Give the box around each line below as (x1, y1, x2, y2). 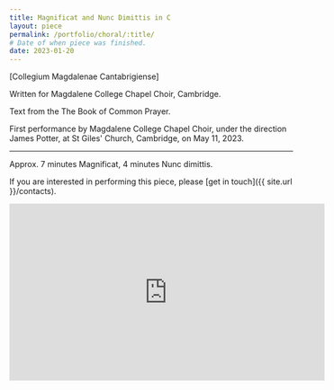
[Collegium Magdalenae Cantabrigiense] (9, 71, 159, 82)
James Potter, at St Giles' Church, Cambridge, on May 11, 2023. (9, 133, 245, 144)
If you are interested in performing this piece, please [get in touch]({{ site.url (9, 176, 293, 187)
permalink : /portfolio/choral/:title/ (9, 30, 155, 39)
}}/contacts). (9, 186, 57, 197)
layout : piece (9, 22, 63, 31)
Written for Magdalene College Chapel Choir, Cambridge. (9, 89, 221, 100)
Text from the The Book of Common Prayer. (9, 106, 171, 117)
